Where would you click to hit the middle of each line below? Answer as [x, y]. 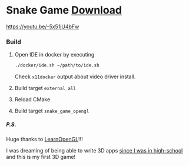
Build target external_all [45, 88]
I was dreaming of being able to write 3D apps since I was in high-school [94, 151]
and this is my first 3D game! [41, 157]
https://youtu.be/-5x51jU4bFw [43, 26]
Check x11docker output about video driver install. [75, 77]
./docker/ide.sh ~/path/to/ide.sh [57, 65]
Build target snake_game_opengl [52, 111]
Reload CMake [32, 99]
